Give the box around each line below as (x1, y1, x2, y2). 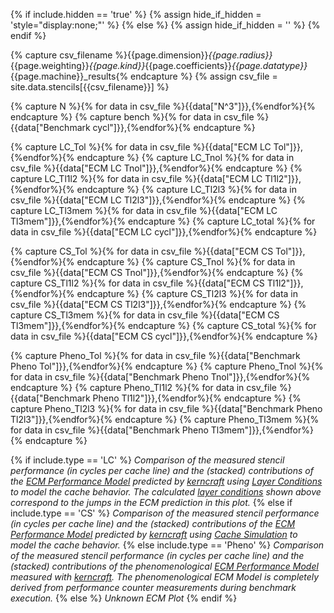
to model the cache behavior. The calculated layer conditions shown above (10, 486, 322, 498)
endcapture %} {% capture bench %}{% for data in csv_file (10, 111, 255, 123)
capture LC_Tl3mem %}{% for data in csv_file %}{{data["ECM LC (10, 205, 278, 216)
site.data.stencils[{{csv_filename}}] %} (10, 81, 170, 93)
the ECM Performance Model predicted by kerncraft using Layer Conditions (10, 475, 323, 487)
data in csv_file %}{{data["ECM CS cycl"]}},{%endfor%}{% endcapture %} (10, 330, 318, 342)
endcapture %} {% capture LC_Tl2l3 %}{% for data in (76, 184, 297, 195)
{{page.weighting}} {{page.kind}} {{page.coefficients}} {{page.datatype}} (10, 60, 308, 71)
